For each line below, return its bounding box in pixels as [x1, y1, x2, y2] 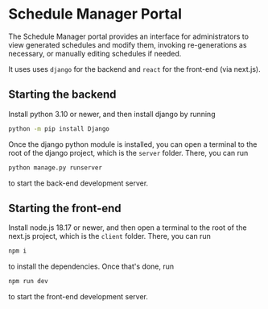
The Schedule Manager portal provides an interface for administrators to [8, 31, 249, 41]
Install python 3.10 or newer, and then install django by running [8, 109, 216, 119]
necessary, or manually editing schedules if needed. [8, 48, 182, 58]
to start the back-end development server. [8, 178, 149, 188]
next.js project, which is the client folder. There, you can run [8, 232, 211, 241]
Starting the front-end [8, 201, 122, 215]
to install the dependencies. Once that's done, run [8, 261, 175, 271]
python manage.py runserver [8, 163, 103, 172]
